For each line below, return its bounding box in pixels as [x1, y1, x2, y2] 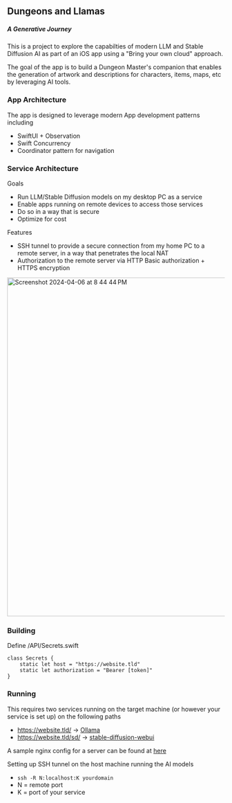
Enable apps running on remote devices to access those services [17, 200, 204, 208]
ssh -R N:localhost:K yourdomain [17, 775, 114, 782]
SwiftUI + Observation [17, 132, 81, 140]
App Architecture [7, 95, 67, 105]
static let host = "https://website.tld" [19, 661, 140, 668]
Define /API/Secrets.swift [7, 642, 79, 650]
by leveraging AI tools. [7, 78, 71, 86]
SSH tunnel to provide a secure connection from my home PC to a [17, 242, 205, 250]
